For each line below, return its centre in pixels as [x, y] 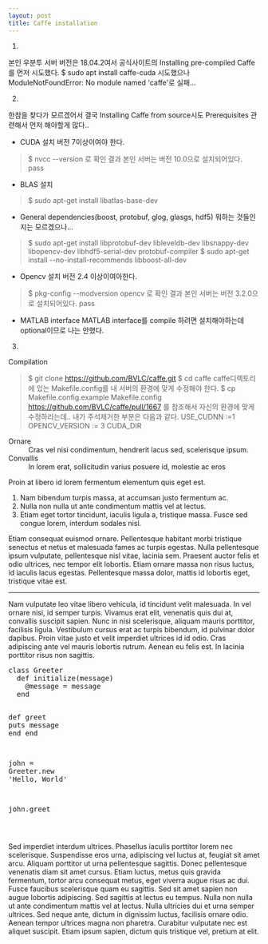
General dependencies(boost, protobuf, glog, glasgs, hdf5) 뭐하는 [127, 217]
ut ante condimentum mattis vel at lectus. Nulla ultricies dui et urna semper [132, 906]
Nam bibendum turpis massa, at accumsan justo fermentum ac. [124, 497]
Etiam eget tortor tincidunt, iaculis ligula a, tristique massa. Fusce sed [134, 514]
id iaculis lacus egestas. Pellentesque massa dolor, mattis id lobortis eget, [129, 572]
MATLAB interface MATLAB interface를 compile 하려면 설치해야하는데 [132, 320]
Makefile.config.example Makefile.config [95, 397]
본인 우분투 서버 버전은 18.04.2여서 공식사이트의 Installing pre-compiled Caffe [132, 62]
